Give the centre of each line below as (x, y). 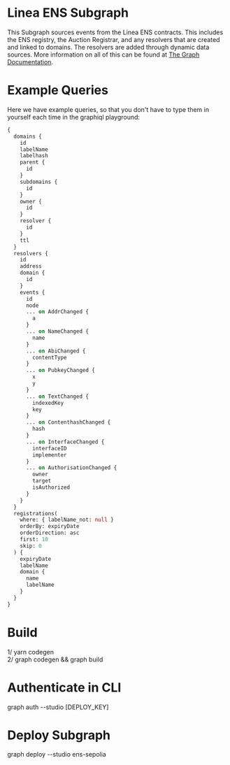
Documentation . (30, 62)
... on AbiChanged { (56, 351)
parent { (33, 162)
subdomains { (39, 182)
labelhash (34, 156)
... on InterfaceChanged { (65, 442)
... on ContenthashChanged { (68, 422)
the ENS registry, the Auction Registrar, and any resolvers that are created (114, 39)
